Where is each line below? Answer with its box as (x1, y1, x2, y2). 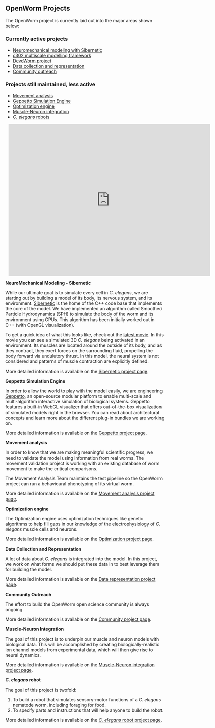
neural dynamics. (5, 652, 41, 658)
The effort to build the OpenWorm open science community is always (5, 601, 149, 607)
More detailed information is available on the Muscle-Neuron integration (5, 662, 155, 668)
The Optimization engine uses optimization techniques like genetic (5, 516, 144, 522)
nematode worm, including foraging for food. (12, 702, 106, 708)
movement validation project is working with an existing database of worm (5, 460, 160, 467)
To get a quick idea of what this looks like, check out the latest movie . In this (5, 332, 164, 338)
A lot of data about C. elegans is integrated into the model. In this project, (5, 556, 158, 562)
